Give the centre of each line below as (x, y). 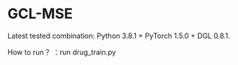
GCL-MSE (40, 14)
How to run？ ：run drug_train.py (62, 52)
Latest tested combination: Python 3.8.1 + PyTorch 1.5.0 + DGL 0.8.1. (119, 36)
